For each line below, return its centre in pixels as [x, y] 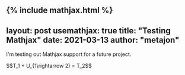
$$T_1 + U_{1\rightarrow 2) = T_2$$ [49, 66]
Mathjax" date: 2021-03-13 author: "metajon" [93, 40]
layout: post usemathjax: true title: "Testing [88, 31]
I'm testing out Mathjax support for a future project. [69, 54]
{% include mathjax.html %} [60, 10]
